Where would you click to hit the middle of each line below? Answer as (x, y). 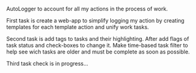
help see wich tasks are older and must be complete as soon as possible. (98, 52)
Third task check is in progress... (47, 64)
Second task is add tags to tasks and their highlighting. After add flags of (98, 39)
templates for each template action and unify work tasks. (78, 27)
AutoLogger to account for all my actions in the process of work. (87, 9)
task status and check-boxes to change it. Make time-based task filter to (97, 45)
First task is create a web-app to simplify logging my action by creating (95, 20)
